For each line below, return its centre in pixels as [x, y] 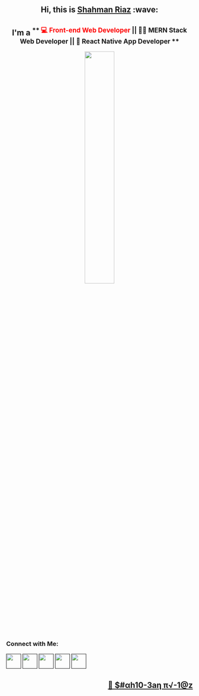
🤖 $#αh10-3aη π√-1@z [150, 685]
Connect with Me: [32, 644]
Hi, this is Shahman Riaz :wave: [99, 10]
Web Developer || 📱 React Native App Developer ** [99, 41]
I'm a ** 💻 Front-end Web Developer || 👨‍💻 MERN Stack [99, 32]
